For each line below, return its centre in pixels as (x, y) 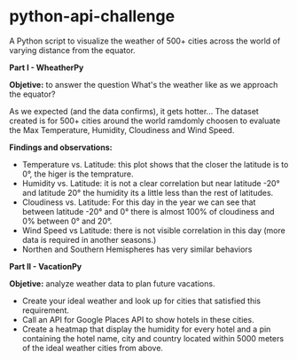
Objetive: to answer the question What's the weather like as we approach (144, 84)
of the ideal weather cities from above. (93, 348)
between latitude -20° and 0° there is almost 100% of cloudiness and (148, 211)
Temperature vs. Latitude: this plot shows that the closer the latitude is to (155, 164)
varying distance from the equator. (72, 50)
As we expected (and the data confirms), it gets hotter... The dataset (134, 111)
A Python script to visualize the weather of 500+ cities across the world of (145, 41)
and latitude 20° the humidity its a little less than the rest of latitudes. (148, 192)
